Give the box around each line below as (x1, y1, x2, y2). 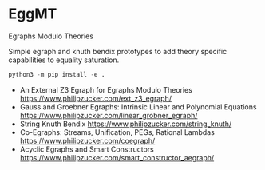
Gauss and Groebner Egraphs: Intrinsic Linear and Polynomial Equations (19, 101, 257, 112)
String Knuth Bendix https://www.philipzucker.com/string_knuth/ (19, 119, 232, 128)
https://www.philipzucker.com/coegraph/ (19, 136, 156, 145)
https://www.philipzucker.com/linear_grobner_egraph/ (19, 110, 198, 120)
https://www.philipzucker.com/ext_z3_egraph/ (19, 93, 172, 103)
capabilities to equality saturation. (8, 55, 120, 65)
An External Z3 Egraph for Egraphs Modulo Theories (19, 85, 193, 94)
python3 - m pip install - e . (8, 70, 105, 78)
